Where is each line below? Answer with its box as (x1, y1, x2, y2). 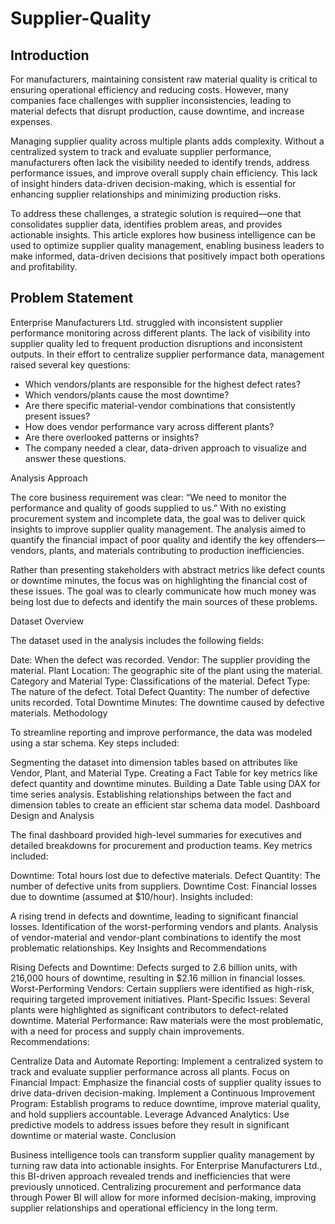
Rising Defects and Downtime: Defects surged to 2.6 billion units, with (10, 961, 298, 973)
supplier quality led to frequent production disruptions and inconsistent (10, 337, 303, 349)
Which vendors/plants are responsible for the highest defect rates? (24, 378, 302, 390)
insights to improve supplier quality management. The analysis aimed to (10, 523, 307, 535)
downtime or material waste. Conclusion (10, 1129, 177, 1141)
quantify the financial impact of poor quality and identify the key (10, 533, 275, 546)
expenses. (10, 116, 53, 127)
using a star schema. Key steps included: (10, 737, 180, 749)
